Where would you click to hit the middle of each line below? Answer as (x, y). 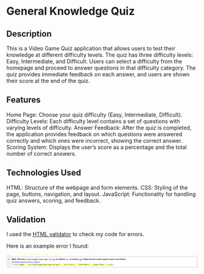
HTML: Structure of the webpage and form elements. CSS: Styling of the (97, 187)
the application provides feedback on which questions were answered (94, 134)
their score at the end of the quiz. (48, 81)
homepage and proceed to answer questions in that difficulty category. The (101, 68)
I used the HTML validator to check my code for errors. (75, 234)
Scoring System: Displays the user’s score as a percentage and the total (97, 147)
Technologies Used (44, 173)
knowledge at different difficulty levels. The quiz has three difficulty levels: (100, 55)
